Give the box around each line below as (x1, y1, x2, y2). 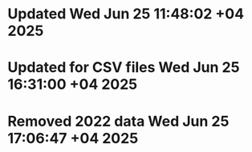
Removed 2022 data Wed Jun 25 (7, 112, 230, 130)
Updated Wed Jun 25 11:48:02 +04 (7, 5, 245, 23)
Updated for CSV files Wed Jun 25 (7, 58, 240, 77)
